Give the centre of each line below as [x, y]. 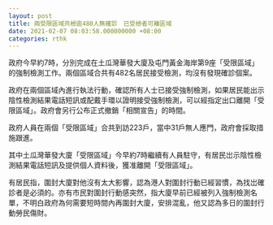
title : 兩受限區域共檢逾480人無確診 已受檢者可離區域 [90, 24]
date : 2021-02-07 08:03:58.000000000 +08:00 [85, 31]
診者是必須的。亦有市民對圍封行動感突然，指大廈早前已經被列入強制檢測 [129, 193]
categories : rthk [38, 39]
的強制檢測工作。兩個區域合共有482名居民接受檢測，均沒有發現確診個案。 [133, 73]
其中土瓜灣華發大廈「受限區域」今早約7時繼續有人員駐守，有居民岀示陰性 [131, 155]
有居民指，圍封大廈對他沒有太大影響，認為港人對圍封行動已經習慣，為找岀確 [136, 183]
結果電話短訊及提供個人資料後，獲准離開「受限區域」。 [106, 165]
